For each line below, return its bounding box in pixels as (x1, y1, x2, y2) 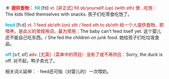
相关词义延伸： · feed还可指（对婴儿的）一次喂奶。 (5, 68, 111, 74)
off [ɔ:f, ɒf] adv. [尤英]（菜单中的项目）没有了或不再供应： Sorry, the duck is (5, 51, 163, 57)
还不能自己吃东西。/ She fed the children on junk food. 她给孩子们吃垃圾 (5, 35, 155, 40)
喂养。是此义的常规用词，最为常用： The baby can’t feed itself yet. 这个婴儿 (5, 28, 161, 34)
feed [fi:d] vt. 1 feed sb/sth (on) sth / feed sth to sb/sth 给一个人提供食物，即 (5, 22, 164, 28)
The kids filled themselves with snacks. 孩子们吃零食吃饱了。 (5, 11, 133, 17)
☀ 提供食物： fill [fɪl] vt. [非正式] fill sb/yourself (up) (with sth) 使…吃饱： (5, 5, 157, 11)
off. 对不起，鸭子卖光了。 (5, 58, 58, 63)
